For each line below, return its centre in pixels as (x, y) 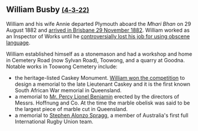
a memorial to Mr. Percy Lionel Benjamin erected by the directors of (97, 96)
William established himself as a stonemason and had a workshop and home (99, 54)
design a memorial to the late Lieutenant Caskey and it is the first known (103, 84)
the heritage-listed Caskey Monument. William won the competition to (100, 78)
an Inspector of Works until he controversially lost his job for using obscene (98, 36)
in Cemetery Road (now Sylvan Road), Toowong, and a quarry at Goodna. (95, 60)
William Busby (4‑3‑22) (48, 10)
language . (18, 42)
